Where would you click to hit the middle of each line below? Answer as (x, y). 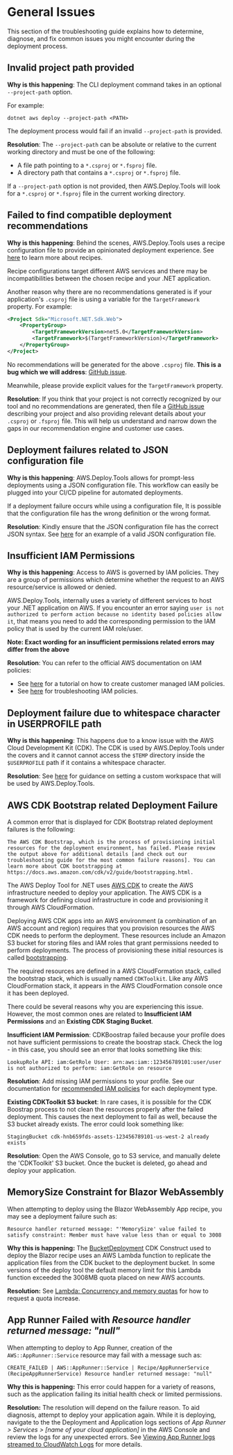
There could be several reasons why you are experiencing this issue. (105, 1007)
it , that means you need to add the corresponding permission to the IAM (112, 621)
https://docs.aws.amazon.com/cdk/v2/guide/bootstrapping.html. (101, 872)
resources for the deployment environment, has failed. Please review (111, 848)
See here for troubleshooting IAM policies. (78, 691)
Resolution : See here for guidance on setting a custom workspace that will (114, 776)
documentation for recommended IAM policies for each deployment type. (112, 1089)
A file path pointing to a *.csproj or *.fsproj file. (87, 165)
